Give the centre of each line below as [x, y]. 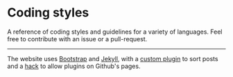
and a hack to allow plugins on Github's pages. [74, 66]
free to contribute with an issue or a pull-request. [77, 38]
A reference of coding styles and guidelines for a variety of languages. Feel [115, 32]
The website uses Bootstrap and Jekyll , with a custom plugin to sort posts [113, 58]
